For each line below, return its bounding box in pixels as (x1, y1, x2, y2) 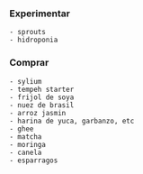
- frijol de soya (9, 93, 75, 102)
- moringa (9, 140, 47, 149)
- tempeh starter (9, 85, 75, 94)
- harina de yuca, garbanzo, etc (9, 116, 135, 125)
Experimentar (9, 7, 70, 20)
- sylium (9, 77, 42, 86)
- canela (9, 148, 42, 157)
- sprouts (9, 28, 47, 37)
